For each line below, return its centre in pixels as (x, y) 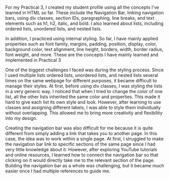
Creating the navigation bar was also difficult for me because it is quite (79, 128)
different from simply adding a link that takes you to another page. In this (81, 133)
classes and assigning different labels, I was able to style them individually (83, 107)
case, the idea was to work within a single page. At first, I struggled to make (84, 139)
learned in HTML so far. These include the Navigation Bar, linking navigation (84, 13)
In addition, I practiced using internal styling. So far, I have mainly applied (82, 38)
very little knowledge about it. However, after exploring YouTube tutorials (81, 149)
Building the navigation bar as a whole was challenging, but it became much (85, 166)
